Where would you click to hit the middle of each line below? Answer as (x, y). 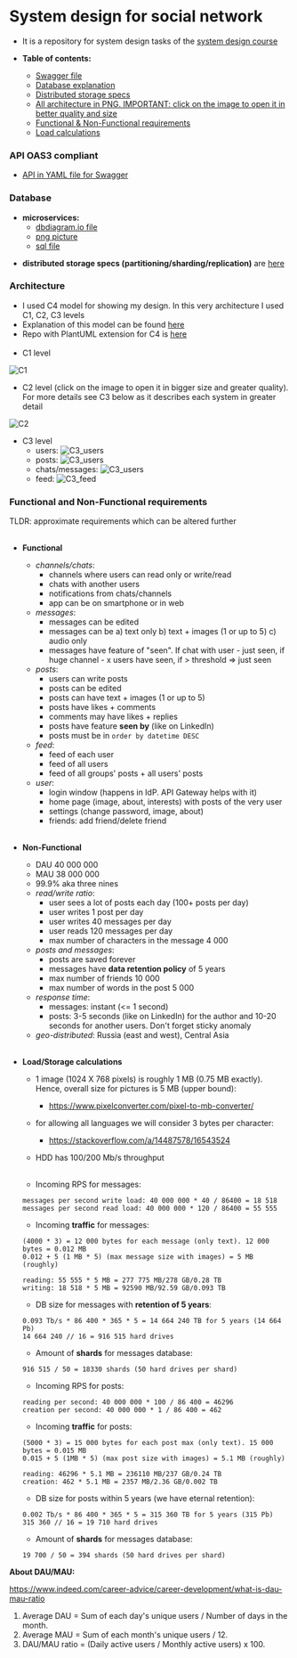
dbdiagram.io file (66, 227)
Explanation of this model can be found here (103, 324)
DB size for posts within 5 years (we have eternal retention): (145, 1499)
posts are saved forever (92, 960)
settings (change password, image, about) (126, 812)
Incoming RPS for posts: (80, 1386)
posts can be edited (85, 689)
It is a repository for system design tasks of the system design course (150, 41)
